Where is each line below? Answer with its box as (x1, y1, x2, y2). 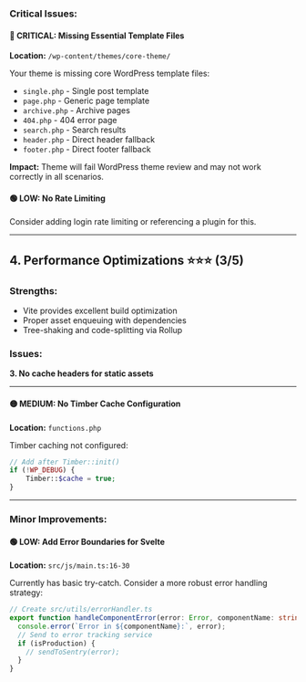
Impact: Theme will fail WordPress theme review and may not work (9, 162, 261, 173)
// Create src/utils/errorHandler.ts (9, 605, 153, 614)
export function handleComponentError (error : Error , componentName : (9, 614, 275, 623)
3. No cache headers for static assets (9, 368, 154, 379)
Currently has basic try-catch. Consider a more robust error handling (9, 578, 268, 589)
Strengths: (9, 284, 58, 297)
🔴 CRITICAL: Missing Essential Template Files (9, 30, 185, 41)
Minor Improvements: (9, 512, 107, 525)
